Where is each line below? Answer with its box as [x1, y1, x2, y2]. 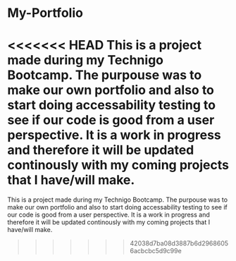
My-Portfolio [7, 5, 83, 21]
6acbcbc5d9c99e [130, 247, 182, 255]
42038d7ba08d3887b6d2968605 [130, 239, 229, 248]
